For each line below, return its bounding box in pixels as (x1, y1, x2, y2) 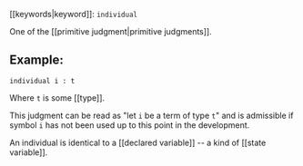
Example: (9, 53, 64, 68)
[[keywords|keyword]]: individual (9, 9, 138, 19)
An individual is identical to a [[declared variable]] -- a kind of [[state (9, 137, 267, 148)
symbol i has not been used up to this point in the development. (9, 119, 250, 131)
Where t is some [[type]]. (9, 92, 106, 103)
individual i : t (9, 76, 76, 85)
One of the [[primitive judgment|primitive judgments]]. (9, 26, 212, 36)
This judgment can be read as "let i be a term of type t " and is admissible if (9, 110, 294, 121)
